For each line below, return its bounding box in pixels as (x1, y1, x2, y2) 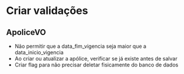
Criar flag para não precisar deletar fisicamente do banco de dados (14, 61, 179, 68)
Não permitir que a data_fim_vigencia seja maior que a (14, 43, 146, 50)
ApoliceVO (6, 27, 46, 37)
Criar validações (6, 4, 88, 17)
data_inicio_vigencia (14, 49, 64, 56)
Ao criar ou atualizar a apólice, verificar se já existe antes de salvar (14, 55, 178, 62)
